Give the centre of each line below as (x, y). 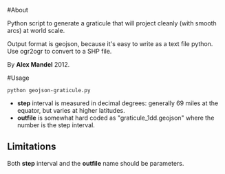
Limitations (32, 147)
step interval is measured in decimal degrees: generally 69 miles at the (118, 103)
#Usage (18, 78)
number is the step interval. (56, 125)
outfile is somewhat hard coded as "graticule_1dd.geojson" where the (116, 118)
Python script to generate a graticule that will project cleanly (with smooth (112, 23)
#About (18, 10)
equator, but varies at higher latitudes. (71, 110)
